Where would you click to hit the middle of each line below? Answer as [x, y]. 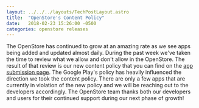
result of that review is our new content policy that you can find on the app [100, 66]
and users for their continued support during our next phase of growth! [95, 98]
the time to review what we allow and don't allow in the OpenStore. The [96, 59]
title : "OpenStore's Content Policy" [55, 18]
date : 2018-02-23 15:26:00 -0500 [51, 23]
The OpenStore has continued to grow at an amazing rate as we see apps [98, 46]
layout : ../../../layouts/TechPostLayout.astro [68, 12]
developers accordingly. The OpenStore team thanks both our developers [99, 92]
